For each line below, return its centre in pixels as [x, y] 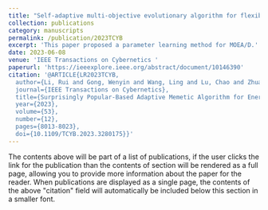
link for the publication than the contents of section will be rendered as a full [133, 165]
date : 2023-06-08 [37, 52]
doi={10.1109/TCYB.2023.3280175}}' [75, 134]
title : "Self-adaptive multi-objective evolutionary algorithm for [123, 16]
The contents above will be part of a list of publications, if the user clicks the [134, 157]
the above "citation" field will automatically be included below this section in [133, 190]
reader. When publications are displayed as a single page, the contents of [129, 182]
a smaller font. [32, 199]
